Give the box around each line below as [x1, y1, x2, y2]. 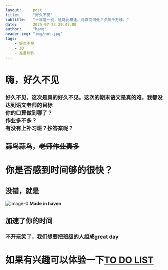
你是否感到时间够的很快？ [5, 165, 114, 176]
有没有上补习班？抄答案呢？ [5, 124, 74, 131]
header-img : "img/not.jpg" [5, 31, 63, 36]
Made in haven [29, 201, 61, 206]
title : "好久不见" [5, 12, 53, 17]
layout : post [5, 7, 43, 13]
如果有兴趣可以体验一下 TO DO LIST [5, 254, 154, 266]
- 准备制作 [14, 50, 35, 55]
